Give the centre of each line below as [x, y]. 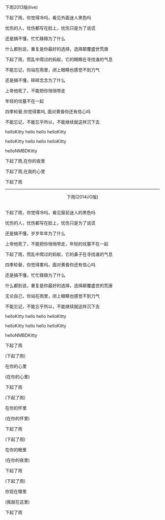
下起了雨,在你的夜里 [25, 161]
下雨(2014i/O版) [82, 197]
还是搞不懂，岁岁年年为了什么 [35, 233]
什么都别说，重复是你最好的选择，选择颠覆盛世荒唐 [57, 49]
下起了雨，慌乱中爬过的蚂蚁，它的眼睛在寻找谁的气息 [59, 59]
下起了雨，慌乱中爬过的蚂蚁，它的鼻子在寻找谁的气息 [59, 254]
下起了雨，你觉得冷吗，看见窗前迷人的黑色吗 [50, 212]
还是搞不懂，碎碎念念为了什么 [35, 80]
